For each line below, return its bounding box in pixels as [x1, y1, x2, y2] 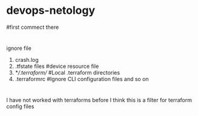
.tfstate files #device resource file [15, 63, 99, 70]
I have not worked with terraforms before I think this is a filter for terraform [6, 97, 193, 104]
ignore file [6, 44, 31, 52]
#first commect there [6, 23, 59, 31]
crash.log [15, 56, 39, 64]
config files [6, 103, 35, 110]
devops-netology [6, 4, 96, 17]
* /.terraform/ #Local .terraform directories [15, 69, 120, 76]
